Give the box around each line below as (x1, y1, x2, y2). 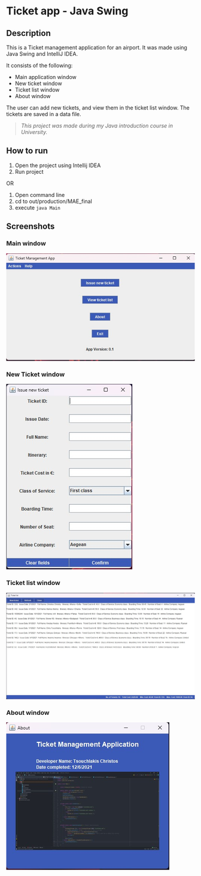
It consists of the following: (6, 62, 73, 69)
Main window (6, 240, 46, 248)
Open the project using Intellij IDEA (14, 162, 101, 169)
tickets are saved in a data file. (6, 111, 82, 117)
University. (20, 129, 48, 135)
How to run (6, 146, 48, 156)
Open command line (14, 191, 65, 198)
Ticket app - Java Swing (6, 4, 129, 18)
